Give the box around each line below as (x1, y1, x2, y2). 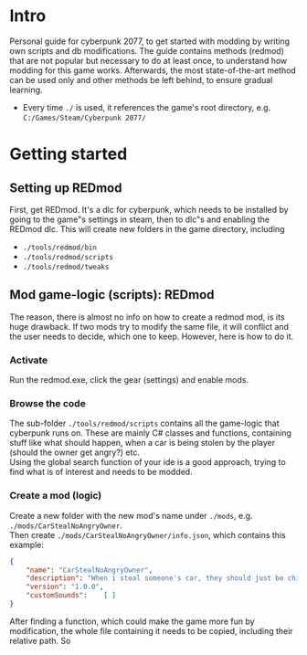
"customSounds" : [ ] (26, 591, 117, 600)
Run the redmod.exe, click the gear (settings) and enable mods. (9, 375, 249, 386)
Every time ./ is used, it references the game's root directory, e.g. (22, 101, 271, 112)
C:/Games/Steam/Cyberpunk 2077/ (22, 113, 146, 122)
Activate (9, 354, 48, 366)
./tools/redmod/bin (22, 243, 98, 252)
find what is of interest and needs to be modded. (9, 467, 194, 478)
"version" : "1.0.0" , (26, 582, 104, 592)
